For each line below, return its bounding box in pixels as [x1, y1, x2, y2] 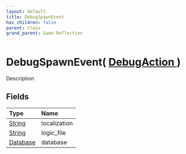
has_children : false [6, 19, 57, 25]
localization [41, 119, 74, 127]
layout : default [6, 8, 46, 15]
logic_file [41, 128, 67, 136]
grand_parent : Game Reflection [6, 30, 83, 36]
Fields [6, 92, 29, 102]
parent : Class [6, 25, 41, 31]
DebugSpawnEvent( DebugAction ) [6, 56, 181, 69]
